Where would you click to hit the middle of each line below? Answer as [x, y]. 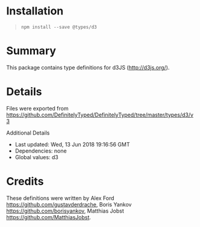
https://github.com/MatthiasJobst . [49, 217]
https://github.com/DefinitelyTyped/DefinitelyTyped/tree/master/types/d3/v [100, 115]
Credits [25, 181]
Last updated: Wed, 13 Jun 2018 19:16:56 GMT [72, 144]
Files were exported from [37, 108]
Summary [31, 51]
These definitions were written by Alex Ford [60, 198]
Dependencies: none [41, 151]
